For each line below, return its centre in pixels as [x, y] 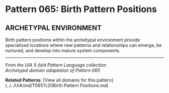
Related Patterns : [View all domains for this [50, 80]
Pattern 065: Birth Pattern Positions [81, 9]
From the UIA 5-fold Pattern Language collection [56, 65]
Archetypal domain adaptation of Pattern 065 [53, 70]
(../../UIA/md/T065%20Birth [34, 85]
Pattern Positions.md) [86, 85]
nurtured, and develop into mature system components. [63, 51]
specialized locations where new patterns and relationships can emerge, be [83, 45]
